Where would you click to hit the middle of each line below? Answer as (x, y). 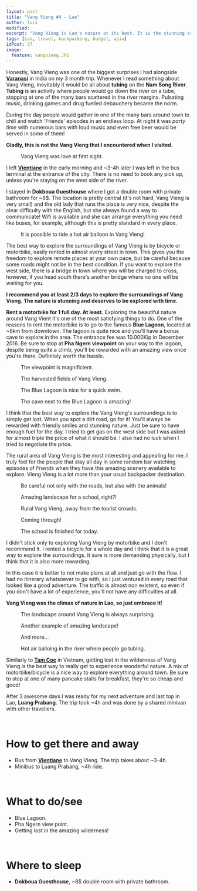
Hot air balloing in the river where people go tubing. (83, 648)
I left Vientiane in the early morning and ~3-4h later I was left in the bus (93, 168)
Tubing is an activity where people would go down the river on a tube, (91, 91)
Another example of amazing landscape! (69, 625)
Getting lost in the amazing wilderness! (62, 830)
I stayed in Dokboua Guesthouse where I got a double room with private (94, 191)
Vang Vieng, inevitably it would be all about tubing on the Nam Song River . (97, 84)
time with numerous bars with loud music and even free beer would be (91, 127)
